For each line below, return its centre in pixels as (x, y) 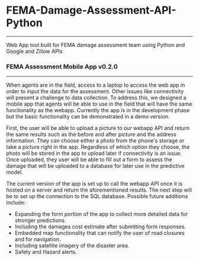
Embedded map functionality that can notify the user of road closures (99, 233)
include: (16, 203)
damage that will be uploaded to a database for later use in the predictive (95, 166)
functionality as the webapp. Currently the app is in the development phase (98, 110)
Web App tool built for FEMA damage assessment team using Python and (96, 44)
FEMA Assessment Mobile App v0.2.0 (62, 66)
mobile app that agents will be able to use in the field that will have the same (99, 104)
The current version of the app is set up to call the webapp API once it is (94, 184)
